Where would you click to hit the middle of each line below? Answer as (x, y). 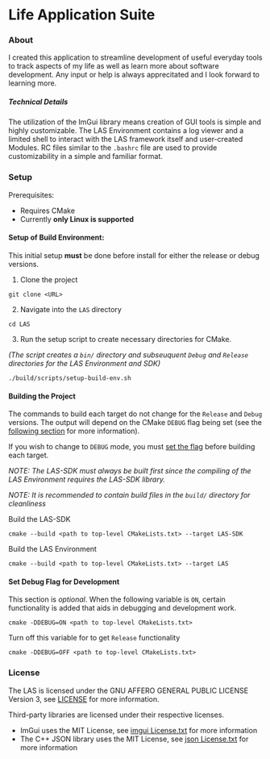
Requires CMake (47, 211)
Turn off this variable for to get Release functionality (94, 638)
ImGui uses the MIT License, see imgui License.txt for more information (139, 730)
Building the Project (42, 396)
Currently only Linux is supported (77, 219)
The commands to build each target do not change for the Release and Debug (135, 414)
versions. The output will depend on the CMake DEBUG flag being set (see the (135, 423)
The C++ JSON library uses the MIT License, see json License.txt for (134, 739)
